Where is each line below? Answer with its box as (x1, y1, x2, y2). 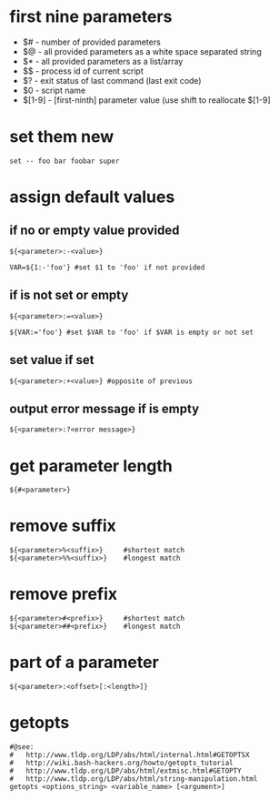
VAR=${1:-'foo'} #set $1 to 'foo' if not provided (9, 262, 205, 272)
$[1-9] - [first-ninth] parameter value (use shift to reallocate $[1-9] (22, 94, 271, 106)
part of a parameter (9, 653, 159, 673)
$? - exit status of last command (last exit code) (22, 75, 202, 86)
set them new (9, 127, 115, 147)
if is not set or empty (9, 288, 129, 303)
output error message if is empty (9, 400, 200, 416)
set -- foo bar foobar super (9, 157, 120, 166)
